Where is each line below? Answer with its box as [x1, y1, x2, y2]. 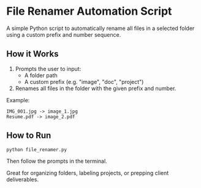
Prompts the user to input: [15, 65, 82, 72]
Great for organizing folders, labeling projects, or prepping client [6, 170, 169, 177]
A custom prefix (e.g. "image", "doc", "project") [24, 78, 144, 85]
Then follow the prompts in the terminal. [6, 157, 107, 165]
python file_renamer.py [6, 146, 67, 152]
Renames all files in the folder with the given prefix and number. [15, 85, 176, 92]
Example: [6, 96, 30, 103]
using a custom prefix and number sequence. [6, 31, 121, 38]
